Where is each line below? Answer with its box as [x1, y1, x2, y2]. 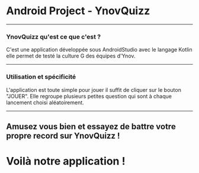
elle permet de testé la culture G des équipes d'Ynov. [6, 52, 136, 60]
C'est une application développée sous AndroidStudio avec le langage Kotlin [6, 46, 192, 53]
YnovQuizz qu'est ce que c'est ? [6, 33, 101, 41]
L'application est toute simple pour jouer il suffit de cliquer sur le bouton [6, 86, 182, 93]
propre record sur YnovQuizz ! [6, 130, 120, 140]
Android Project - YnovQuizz [6, 4, 150, 18]
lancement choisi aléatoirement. [6, 99, 84, 106]
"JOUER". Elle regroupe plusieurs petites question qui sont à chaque [6, 92, 172, 100]
